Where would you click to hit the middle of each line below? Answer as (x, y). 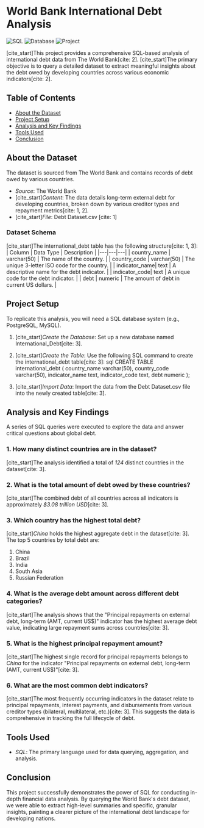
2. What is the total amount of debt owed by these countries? (98, 484)
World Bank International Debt (84, 11)
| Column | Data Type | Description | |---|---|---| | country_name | (88, 252)
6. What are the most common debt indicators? (77, 685)
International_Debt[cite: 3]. (48, 344)
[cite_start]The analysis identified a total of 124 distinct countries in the (95, 463)
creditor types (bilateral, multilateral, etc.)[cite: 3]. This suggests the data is (101, 711)
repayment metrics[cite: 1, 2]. (52, 210)
